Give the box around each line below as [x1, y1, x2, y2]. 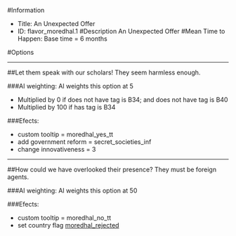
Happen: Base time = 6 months [17, 34, 107, 43]
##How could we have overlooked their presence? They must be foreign [7, 165, 216, 173]
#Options [7, 48, 34, 56]
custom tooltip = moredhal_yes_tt [17, 130, 114, 138]
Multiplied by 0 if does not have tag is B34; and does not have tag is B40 [17, 96, 228, 104]
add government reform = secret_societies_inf [17, 138, 152, 146]
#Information [7, 6, 45, 14]
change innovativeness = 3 [17, 145, 96, 153]
